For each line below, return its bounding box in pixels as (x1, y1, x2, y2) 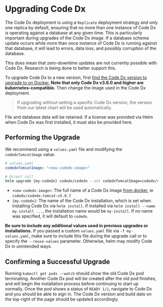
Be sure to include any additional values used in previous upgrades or (5, 223, 148, 229)
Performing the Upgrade (5, 133, 80, 142)
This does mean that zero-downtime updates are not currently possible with (5, 60, 157, 66)
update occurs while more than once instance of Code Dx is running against (5, 40, 157, 46)
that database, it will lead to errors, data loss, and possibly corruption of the (5, 45, 157, 51)
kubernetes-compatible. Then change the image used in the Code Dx (5, 85, 146, 90)
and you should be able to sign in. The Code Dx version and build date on (5, 291, 152, 297)
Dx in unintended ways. (5, 243, 52, 249)
